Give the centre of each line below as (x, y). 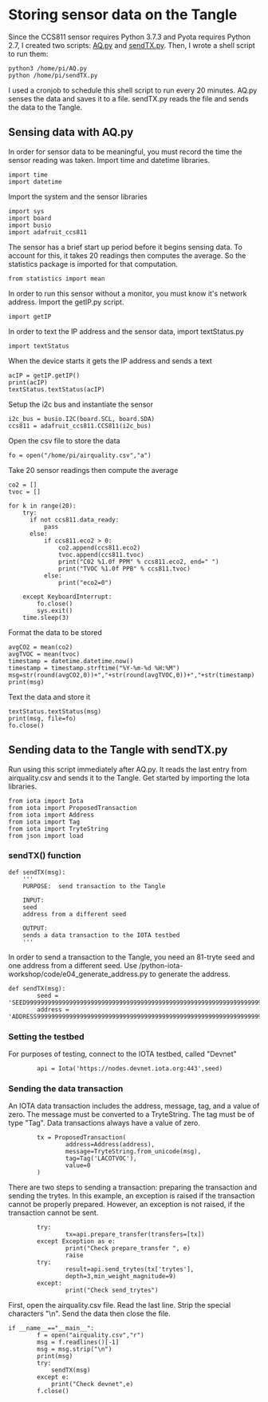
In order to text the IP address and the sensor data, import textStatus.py (126, 331)
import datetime (35, 181)
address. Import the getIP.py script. (66, 302)
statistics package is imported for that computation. (93, 264)
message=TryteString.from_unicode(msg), (133, 1152)
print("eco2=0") (85, 582)
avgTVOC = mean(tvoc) (44, 654)
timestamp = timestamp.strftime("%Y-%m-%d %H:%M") (94, 668)
